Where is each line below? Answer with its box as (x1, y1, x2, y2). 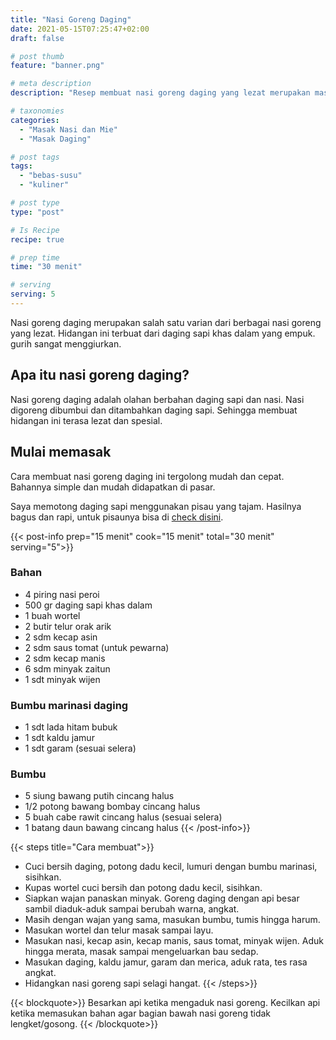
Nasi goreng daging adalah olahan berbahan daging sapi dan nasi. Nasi (10, 393, 305, 405)
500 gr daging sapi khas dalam (24, 599, 153, 611)
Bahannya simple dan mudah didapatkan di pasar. (10, 481, 216, 493)
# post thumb (10, 51, 65, 61)
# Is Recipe (10, 225, 60, 235)
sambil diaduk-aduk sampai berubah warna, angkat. (24, 903, 240, 915)
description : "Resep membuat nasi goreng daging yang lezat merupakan (10, 88, 311, 98)
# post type (10, 198, 60, 208)
